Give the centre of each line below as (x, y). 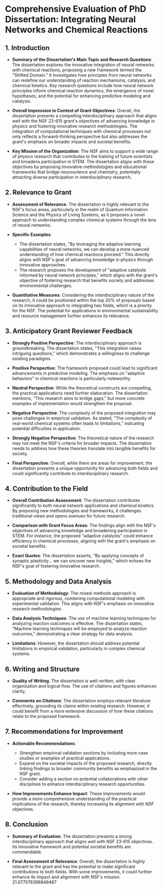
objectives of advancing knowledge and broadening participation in (80, 531)
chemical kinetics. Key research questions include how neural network (83, 86)
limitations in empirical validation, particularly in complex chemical (78, 649)
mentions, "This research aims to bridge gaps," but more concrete (78, 398)
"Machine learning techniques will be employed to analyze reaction (79, 629)
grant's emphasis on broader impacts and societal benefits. (72, 142)
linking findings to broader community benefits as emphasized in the (88, 768)
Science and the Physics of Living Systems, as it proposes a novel (78, 215)
